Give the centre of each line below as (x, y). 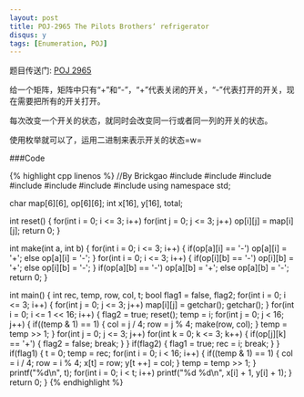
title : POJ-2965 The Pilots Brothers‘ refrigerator (109, 26)
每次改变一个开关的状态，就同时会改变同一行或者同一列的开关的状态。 (141, 120)
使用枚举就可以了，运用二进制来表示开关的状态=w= (106, 140)
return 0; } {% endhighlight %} (66, 382)
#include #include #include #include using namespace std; (120, 186)
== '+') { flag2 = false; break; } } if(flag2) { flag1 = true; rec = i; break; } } (145, 344)
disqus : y (28, 35)
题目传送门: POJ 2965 (51, 70)
